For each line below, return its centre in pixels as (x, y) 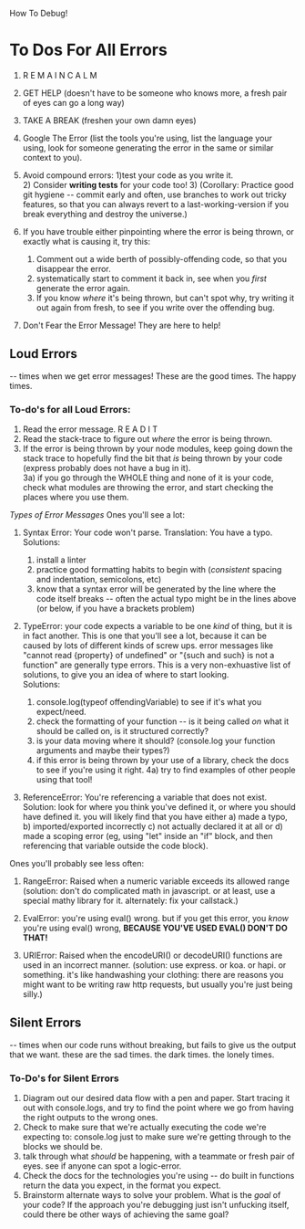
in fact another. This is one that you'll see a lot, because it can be (144, 636)
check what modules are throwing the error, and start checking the (148, 488)
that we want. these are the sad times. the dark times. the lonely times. (142, 1055)
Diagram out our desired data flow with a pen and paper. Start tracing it (156, 1098)
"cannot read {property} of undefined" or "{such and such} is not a (148, 656)
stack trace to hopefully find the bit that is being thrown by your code (152, 458)
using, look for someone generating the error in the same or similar (148, 147)
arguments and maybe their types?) (103, 751)
